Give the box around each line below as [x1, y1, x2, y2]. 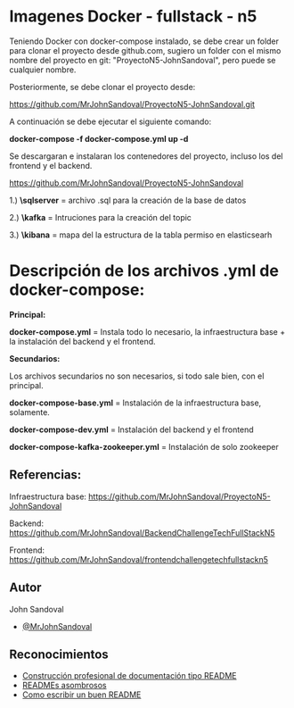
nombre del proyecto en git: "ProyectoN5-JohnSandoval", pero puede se [9, 54, 276, 65]
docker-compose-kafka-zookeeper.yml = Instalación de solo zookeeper [9, 441, 279, 452]
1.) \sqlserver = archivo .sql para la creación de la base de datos [9, 195, 247, 205]
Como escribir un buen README [21, 689, 142, 700]
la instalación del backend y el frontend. [9, 336, 156, 346]
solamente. [9, 406, 51, 417]
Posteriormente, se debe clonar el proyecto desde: [9, 81, 196, 92]
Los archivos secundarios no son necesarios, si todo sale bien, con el [9, 371, 265, 381]
